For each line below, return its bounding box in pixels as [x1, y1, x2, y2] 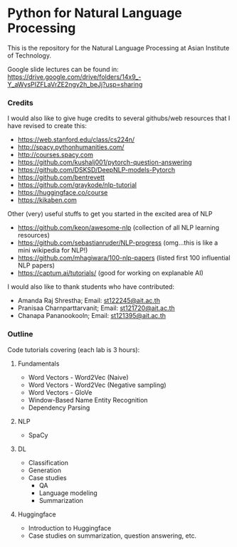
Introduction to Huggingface [28, 524, 112, 532]
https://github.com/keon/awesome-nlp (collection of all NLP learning [17, 223, 219, 232]
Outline [7, 329, 33, 339]
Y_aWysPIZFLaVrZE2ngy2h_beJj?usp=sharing [7, 80, 143, 88]
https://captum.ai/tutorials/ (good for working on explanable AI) [17, 269, 204, 277]
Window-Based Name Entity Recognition [28, 395, 148, 404]
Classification [28, 458, 69, 467]
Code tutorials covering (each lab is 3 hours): [7, 345, 140, 354]
